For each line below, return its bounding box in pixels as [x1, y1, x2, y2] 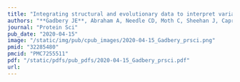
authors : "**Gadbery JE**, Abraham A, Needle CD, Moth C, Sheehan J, [7, 17, 219, 24]
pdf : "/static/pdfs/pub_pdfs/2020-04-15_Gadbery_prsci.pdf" [7, 57, 191, 64]
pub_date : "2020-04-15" [7, 30, 79, 38]
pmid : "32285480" [7, 43, 59, 51]
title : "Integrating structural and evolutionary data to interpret [7, 10, 216, 18]
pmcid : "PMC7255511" [7, 51, 69, 58]
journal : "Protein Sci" [7, 24, 79, 31]
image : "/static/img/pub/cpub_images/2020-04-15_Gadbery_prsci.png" [7, 37, 216, 44]
